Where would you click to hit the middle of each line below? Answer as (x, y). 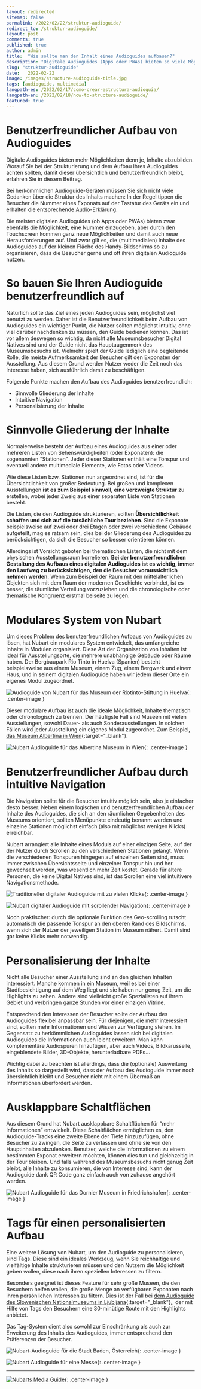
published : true (26, 45)
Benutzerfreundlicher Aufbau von (92, 130)
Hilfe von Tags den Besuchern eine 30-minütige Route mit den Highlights (96, 1309)
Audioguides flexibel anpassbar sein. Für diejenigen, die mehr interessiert (97, 1020)
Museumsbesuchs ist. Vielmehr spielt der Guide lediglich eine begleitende (98, 351)
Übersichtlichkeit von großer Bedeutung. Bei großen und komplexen (90, 484)
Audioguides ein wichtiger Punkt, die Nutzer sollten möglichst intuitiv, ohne (99, 325)
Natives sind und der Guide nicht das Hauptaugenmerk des (79, 344)
